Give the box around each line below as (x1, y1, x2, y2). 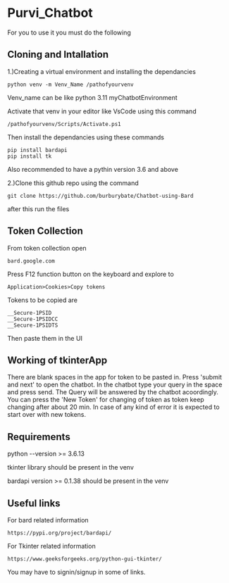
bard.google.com (7, 257, 55, 265)
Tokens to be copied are (7, 296, 78, 304)
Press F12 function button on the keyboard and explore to (7, 270, 174, 278)
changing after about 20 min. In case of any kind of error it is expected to (7, 403, 220, 411)
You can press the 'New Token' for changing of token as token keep (7, 396, 204, 404)
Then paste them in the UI (7, 334, 83, 342)
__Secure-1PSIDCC (7, 315, 58, 322)
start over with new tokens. (7, 410, 87, 419)
